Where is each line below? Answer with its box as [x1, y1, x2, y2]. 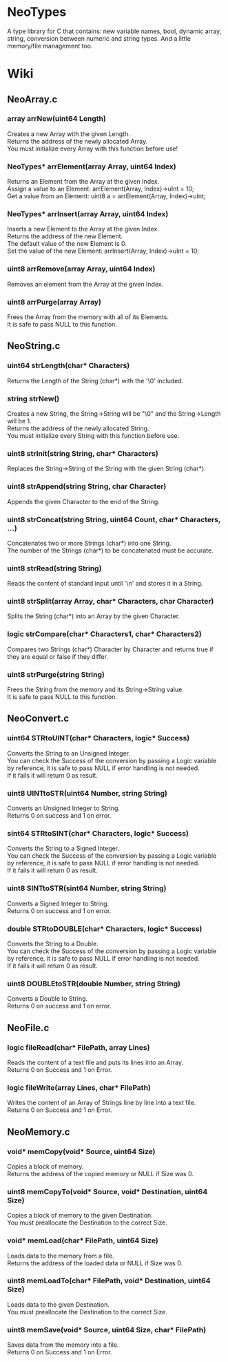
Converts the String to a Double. [7, 939, 99, 948]
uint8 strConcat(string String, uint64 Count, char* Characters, [7, 515, 221, 524]
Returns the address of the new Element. [7, 232, 123, 240]
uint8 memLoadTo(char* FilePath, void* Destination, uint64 [7, 1276, 211, 1285]
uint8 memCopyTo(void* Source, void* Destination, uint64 [7, 1187, 208, 1196]
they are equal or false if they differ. [7, 652, 109, 660]
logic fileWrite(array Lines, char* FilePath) [7, 1082, 152, 1092]
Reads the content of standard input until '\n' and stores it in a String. [7, 579, 203, 588]
